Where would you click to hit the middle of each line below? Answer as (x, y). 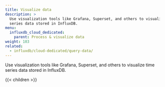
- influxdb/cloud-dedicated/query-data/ (51, 51)
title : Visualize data (28, 10)
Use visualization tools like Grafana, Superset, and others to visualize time (80, 65)
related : (14, 46)
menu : (11, 28)
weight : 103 (17, 42)
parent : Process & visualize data (49, 37)
